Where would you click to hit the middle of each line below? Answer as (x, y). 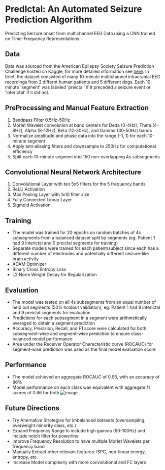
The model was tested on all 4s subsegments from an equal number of (84, 302)
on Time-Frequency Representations (42, 39)
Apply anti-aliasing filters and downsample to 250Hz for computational (84, 146)
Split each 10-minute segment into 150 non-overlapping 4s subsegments (86, 156)
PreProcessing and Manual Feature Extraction (77, 108)
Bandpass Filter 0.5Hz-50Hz (41, 120)
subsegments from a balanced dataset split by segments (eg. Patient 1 (83, 238)
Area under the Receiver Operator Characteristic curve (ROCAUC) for (83, 344)
